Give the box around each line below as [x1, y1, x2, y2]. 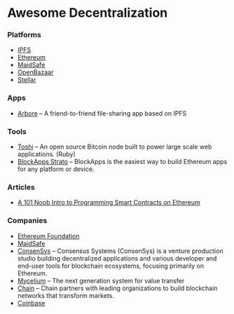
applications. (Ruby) [17, 150, 76, 158]
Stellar [17, 76, 36, 84]
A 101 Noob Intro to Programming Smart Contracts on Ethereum [17, 198, 201, 207]
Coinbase [17, 299, 46, 307]
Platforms [7, 30, 42, 40]
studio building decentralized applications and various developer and [17, 254, 217, 262]
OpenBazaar [17, 68, 54, 76]
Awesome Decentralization [7, 5, 168, 21]
